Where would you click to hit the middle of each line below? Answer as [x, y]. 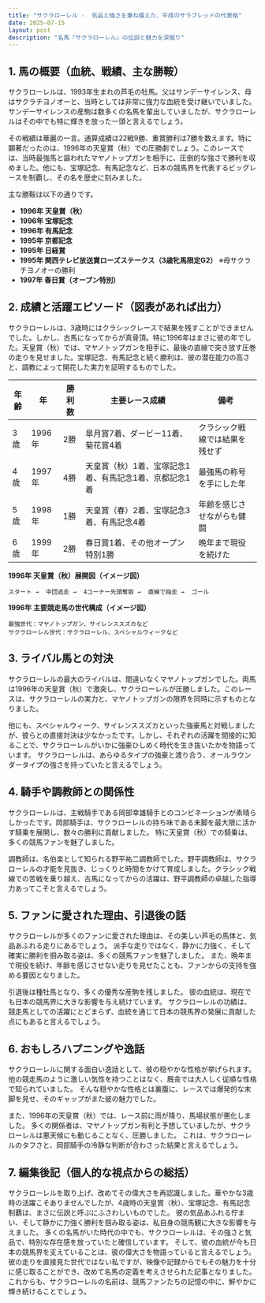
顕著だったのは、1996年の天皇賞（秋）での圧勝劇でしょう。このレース [123, 148]
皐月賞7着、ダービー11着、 [136, 433]
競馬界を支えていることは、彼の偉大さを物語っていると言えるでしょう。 [139, 1252]
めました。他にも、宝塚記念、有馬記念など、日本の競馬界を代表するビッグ [129, 168]
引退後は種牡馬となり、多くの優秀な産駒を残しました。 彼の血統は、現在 [126, 992]
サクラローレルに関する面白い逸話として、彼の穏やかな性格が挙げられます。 [132, 1070]
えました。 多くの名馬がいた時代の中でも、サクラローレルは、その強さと [127, 1232]
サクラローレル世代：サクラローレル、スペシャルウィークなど [93, 632]
